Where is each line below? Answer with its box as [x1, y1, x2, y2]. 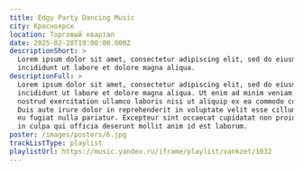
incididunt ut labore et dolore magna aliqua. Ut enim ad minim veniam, [17, 88, 297, 97]
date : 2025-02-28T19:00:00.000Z [9, 38, 131, 48]
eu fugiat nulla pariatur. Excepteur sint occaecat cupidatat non [17, 113, 272, 122]
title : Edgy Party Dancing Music [9, 13, 135, 22]
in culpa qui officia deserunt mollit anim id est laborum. [17, 122, 248, 131]
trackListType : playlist [9, 139, 103, 148]
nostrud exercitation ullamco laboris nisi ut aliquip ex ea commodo [17, 96, 284, 106]
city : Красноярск [9, 22, 75, 31]
